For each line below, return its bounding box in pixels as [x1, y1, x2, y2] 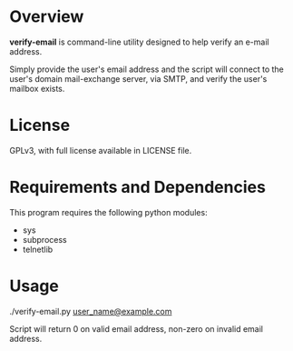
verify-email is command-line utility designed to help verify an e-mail [9, 36, 269, 47]
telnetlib [22, 244, 54, 255]
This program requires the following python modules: [9, 206, 208, 217]
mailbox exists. [9, 83, 65, 94]
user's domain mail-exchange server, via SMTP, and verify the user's [9, 73, 268, 84]
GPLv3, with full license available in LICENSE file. [9, 145, 192, 155]
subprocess [22, 234, 67, 245]
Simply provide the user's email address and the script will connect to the [9, 64, 284, 75]
